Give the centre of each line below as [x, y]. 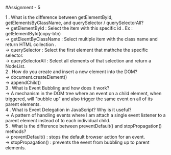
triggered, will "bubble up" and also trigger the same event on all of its [79, 99]
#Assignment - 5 [23, 7]
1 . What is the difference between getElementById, [59, 17]
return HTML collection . [31, 45]
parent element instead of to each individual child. [58, 120]
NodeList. [15, 66]
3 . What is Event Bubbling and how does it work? [57, 88]
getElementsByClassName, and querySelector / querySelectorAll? [75, 23]
